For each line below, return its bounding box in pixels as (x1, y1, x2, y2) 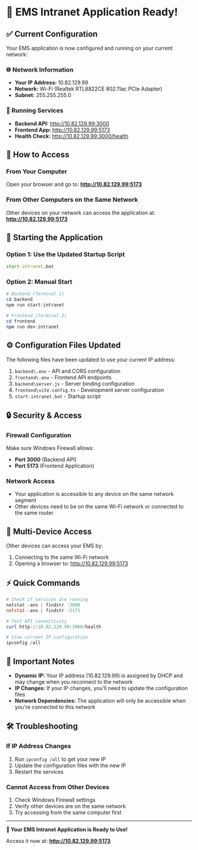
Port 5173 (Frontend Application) (14, 462, 94, 469)
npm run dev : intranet (6, 324, 60, 330)
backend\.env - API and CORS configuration (14, 367, 121, 375)
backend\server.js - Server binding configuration (14, 380, 135, 387)
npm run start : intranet (6, 302, 65, 308)
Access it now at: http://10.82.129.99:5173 (6, 838, 111, 845)
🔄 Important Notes (6, 656, 75, 667)
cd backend (6, 297, 33, 302)
